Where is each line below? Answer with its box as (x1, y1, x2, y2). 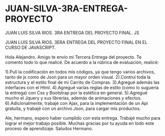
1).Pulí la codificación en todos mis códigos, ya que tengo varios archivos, (5, 68, 155, 74)
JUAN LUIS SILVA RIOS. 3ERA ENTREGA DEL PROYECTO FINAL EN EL (5, 39, 148, 45)
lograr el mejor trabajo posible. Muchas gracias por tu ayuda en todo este (5, 120, 154, 126)
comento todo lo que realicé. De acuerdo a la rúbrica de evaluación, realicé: (5, 59, 159, 65)
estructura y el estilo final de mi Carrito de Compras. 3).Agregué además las (5, 79, 160, 85)
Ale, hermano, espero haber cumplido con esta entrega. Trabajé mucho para (5, 115, 161, 121)
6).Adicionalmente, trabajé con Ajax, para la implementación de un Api (5, 100, 148, 106)
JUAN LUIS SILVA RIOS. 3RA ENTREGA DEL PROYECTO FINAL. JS (5, 30, 139, 35)
